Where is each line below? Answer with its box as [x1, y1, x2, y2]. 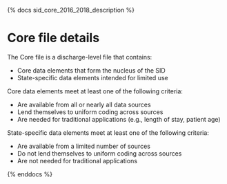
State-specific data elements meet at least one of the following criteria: [7, 128, 209, 137]
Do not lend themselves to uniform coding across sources [17, 149, 182, 158]
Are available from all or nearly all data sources [17, 100, 151, 109]
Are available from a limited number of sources [17, 142, 150, 150]
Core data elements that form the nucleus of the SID [17, 66, 166, 75]
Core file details [7, 30, 100, 46]
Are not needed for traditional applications [17, 156, 138, 165]
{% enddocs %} [7, 169, 53, 178]
